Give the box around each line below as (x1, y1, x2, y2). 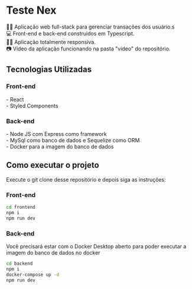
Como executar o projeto (6, 160, 99, 170)
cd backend (6, 261, 33, 266)
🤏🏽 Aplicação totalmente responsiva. (6, 38, 96, 45)
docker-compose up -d (6, 271, 60, 278)
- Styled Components (6, 102, 58, 109)
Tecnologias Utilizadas (6, 65, 92, 75)
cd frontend (6, 204, 35, 211)
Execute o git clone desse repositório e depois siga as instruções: (6, 176, 167, 183)
